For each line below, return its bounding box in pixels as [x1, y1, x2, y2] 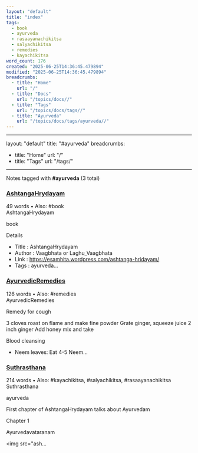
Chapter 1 [6, 417, 29, 425]
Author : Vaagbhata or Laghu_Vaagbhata [14, 250, 113, 257]
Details [6, 232, 23, 239]
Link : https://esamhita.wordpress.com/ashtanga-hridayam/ [14, 256, 160, 263]
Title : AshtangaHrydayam [14, 243, 78, 251]
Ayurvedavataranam [6, 429, 55, 436]
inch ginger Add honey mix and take [6, 326, 94, 333]
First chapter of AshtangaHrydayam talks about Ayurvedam [6, 406, 150, 413]
